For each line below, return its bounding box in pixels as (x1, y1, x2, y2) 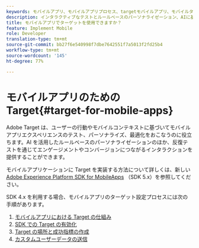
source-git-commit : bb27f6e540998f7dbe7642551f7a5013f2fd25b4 (6, 42, 163, 48)
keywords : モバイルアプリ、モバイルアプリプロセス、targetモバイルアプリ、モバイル (6, 8, 190, 15)
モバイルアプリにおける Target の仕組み (14, 214, 111, 221)
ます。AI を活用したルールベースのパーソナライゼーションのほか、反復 (11, 139, 183, 146)
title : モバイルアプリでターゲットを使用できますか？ (6, 20, 122, 25)
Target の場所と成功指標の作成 (14, 228, 89, 236)
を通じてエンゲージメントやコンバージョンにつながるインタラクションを (16, 146, 193, 153)
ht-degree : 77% (6, 58, 44, 64)
